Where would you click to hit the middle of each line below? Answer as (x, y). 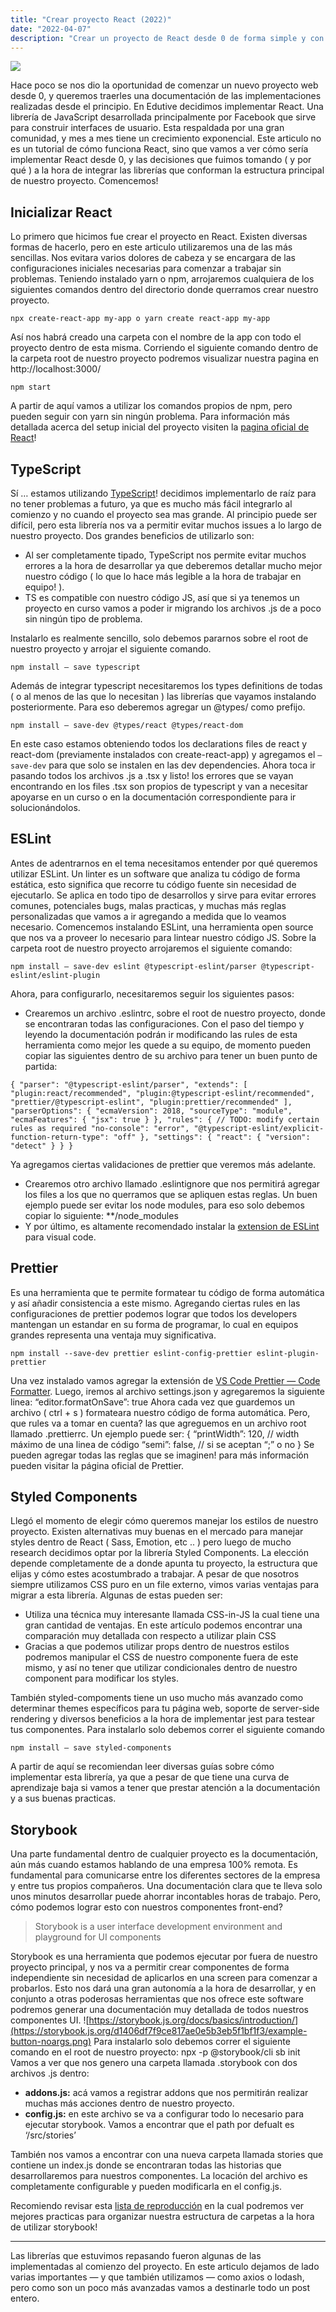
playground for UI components (98, 1937)
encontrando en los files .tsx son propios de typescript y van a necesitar (159, 786)
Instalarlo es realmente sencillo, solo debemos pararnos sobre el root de (159, 638)
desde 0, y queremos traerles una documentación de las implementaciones (166, 96)
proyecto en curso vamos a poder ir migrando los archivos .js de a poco (173, 608)
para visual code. (60, 1237)
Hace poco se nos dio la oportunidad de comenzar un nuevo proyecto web (164, 85)
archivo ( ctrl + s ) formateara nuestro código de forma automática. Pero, (160, 1412)
